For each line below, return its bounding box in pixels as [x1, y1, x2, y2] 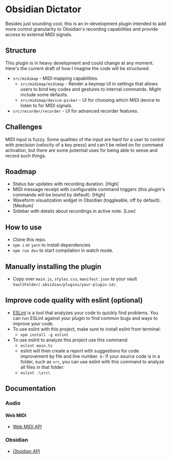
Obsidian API [12, 448, 40, 454]
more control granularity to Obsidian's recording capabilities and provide [5, 26, 158, 32]
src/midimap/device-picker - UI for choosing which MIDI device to [20, 97, 160, 103]
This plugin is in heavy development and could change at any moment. [5, 60, 154, 66]
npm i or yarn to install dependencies [12, 242, 91, 248]
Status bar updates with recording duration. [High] [12, 181, 119, 187]
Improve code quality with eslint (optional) [5, 296, 143, 305]
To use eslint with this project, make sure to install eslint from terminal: [12, 326, 161, 332]
